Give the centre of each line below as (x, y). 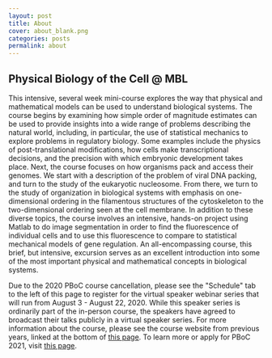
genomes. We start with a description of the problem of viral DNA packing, (133, 175)
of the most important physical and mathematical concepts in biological (127, 261)
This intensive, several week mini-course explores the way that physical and (136, 98)
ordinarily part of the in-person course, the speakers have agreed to (122, 311)
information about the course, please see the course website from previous (134, 328)
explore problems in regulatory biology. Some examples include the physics (135, 141)
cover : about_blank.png (49, 31)
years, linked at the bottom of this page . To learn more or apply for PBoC (130, 337)
